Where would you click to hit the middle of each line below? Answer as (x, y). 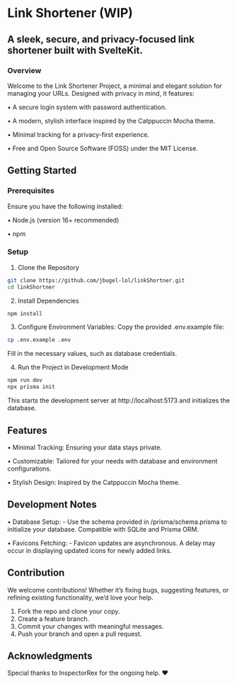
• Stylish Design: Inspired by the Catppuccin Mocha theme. (94, 482)
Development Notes (52, 505)
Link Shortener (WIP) (70, 13)
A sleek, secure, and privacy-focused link (101, 39)
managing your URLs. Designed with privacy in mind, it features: (101, 93)
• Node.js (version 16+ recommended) (63, 220)
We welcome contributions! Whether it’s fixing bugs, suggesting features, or (118, 590)
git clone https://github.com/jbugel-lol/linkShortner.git (96, 280)
